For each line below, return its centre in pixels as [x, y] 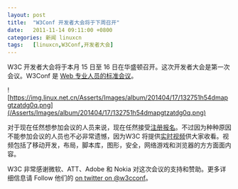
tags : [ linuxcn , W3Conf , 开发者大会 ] [60, 45]
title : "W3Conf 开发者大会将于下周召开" [64, 22]
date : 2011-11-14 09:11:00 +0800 [60, 30]
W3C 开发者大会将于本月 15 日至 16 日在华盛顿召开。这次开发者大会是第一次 [119, 67]
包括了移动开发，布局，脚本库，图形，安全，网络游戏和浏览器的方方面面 [119, 145]
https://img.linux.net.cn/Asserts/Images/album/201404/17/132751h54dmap [119, 98]
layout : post [27, 15]
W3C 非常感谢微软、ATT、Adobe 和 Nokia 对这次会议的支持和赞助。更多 [114, 169]
